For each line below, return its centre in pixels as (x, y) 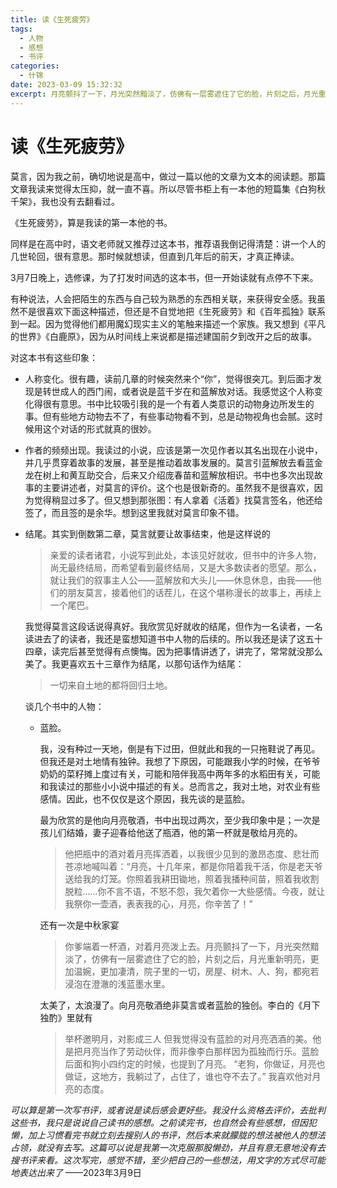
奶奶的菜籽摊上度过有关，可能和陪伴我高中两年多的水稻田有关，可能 (180, 773)
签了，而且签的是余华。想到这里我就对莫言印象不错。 (134, 512)
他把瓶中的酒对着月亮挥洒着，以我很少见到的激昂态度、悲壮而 (192, 853)
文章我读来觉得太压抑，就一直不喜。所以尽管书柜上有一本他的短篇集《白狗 (163, 188)
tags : (21, 29)
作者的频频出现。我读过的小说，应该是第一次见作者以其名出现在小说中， (173, 450)
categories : (35, 66)
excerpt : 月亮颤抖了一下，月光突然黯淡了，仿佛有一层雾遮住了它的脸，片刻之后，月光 (164, 94)
